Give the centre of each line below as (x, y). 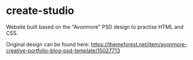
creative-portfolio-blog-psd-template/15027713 (63, 50)
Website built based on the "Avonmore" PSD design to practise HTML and (95, 27)
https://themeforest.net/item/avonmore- (139, 44)
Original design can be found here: (48, 44)
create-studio (40, 11)
